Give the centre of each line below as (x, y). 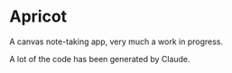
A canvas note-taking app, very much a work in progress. (116, 41)
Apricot (38, 17)
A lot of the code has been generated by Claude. (100, 59)
